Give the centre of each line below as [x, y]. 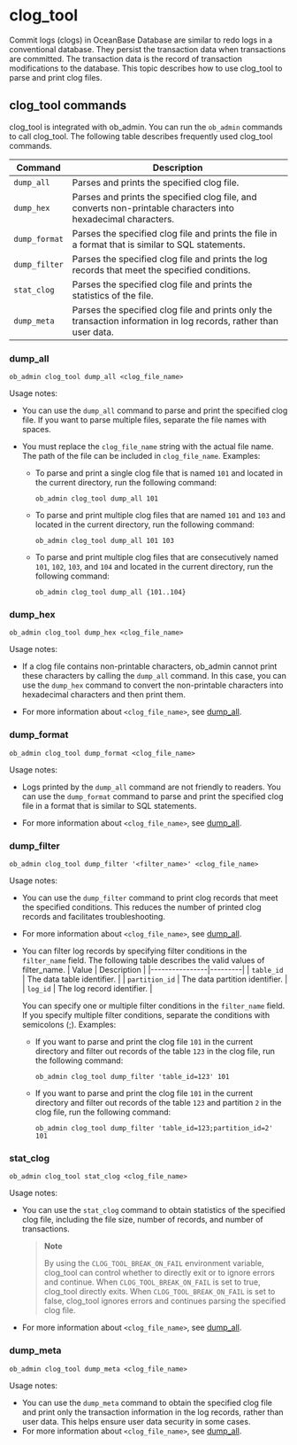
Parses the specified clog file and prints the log [170, 259]
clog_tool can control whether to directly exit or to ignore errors [160, 1273]
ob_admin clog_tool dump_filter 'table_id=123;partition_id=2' [154, 1128]
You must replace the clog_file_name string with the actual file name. [148, 447]
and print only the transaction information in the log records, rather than [153, 1412]
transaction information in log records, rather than [175, 321]
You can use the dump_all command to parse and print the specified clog [155, 411]
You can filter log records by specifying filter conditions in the [134, 951]
